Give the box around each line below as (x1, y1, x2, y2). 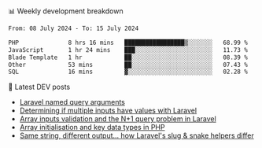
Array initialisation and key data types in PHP (19, 123, 165, 132)
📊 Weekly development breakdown (8, 6, 124, 16)
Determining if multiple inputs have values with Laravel (19, 105, 197, 116)
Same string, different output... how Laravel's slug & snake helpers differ (19, 131, 254, 140)
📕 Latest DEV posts (8, 82, 71, 92)
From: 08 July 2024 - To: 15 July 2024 (8, 24, 139, 32)
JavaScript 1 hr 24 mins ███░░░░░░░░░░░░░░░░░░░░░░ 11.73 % (8, 46, 248, 54)
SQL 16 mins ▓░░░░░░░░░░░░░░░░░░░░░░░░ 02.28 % (8, 68, 248, 76)
